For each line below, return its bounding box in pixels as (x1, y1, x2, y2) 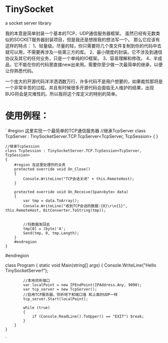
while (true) (23, 305, 50, 310)
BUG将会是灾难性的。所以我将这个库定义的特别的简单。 (5, 91, 120, 97)
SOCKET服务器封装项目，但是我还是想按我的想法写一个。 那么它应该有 (13, 36, 160, 42)
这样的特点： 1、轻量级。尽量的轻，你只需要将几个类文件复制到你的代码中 (5, 42, 157, 48)
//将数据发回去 (23, 222, 50, 227)
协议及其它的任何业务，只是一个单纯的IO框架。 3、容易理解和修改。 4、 (5, 55, 154, 61)
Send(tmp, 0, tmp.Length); (23, 231, 79, 236)
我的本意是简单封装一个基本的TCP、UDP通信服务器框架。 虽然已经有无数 (5, 30, 156, 36)
